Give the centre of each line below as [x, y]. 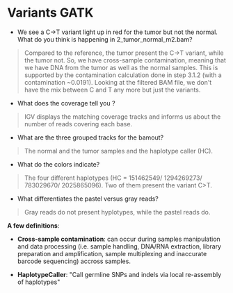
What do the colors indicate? [58, 164]
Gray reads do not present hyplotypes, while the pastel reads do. [117, 212]
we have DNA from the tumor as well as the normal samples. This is [121, 67]
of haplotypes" [39, 282]
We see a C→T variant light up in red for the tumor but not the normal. [117, 32]
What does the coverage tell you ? [66, 103]
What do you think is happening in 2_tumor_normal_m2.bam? [105, 39]
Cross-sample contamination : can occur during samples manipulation [119, 239]
